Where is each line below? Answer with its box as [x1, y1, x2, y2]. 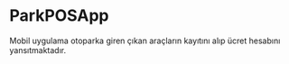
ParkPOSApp [9, 5, 109, 26]
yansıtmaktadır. [9, 44, 67, 55]
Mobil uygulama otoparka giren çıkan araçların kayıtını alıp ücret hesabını [9, 35, 281, 46]
